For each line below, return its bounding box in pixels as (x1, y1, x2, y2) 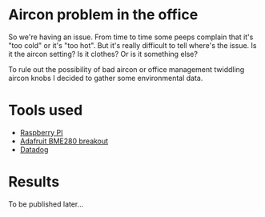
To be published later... (8, 199, 84, 209)
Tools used (8, 102, 83, 119)
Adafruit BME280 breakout (19, 136, 109, 146)
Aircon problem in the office (8, 6, 199, 24)
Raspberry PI (19, 127, 63, 137)
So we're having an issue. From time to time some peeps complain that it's (8, 32, 254, 42)
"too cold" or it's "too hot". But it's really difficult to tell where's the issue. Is (8, 40, 257, 50)
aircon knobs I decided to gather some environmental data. (8, 73, 203, 82)
